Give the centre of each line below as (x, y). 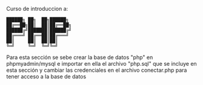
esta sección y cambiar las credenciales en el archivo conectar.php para (97, 70)
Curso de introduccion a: (37, 9)
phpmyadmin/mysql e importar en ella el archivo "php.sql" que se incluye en (101, 64)
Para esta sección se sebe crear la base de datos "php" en (80, 57)
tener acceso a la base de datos (46, 77)
